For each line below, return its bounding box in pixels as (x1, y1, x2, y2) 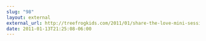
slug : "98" (6, 8, 34, 15)
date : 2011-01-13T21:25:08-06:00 (6, 25, 92, 32)
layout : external (6, 14, 51, 20)
